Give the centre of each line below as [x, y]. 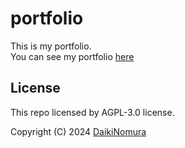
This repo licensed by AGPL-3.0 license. [92, 112]
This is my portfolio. [51, 46]
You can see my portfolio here [72, 56]
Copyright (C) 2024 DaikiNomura [78, 131]
